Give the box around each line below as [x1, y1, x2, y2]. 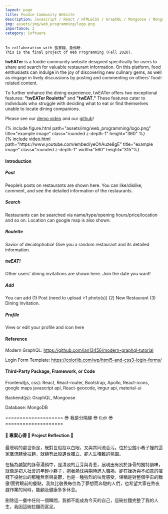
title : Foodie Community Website [5, 12, 75, 17]
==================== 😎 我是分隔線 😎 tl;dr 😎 [5, 415, 113, 421]
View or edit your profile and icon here [5, 325, 84, 331]
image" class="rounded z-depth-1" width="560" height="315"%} [5, 147, 139, 152]
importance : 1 [5, 26, 35, 31]
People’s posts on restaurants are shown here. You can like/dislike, [5, 182, 142, 188]
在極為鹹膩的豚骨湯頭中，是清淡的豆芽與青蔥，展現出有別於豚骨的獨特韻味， [5, 462, 163, 468]
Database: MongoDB [5, 404, 48, 410]
